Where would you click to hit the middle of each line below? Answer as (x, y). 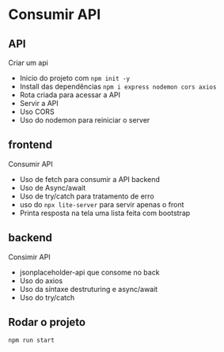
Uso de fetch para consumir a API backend (90, 179)
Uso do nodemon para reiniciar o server (85, 120)
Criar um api (28, 62)
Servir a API (39, 103)
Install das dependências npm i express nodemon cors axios (118, 86)
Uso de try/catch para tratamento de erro (87, 196)
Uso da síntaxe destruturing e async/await (89, 289)
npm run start (32, 341)
